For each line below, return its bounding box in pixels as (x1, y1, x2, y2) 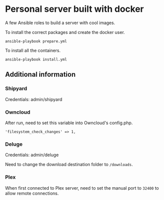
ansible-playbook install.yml (5, 57, 67, 62)
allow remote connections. (5, 190, 59, 196)
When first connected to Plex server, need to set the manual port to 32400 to (5, 185, 159, 191)
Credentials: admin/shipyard (5, 96, 63, 102)
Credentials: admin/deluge (5, 152, 59, 158)
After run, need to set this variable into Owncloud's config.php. (5, 120, 133, 126)
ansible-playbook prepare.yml (5, 38, 67, 44)
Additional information (5, 70, 76, 79)
